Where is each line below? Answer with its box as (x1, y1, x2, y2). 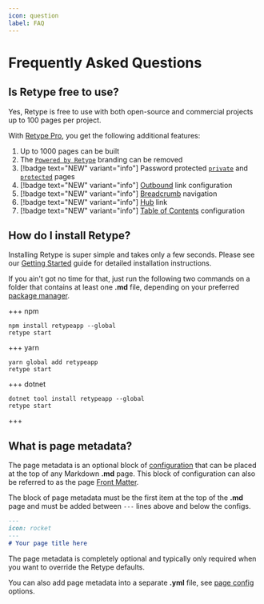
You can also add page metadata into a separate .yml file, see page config (8, 578, 254, 587)
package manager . (8, 291, 70, 301)
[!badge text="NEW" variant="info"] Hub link (19, 197, 168, 206)
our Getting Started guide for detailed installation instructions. (8, 258, 212, 268)
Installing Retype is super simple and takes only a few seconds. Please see (8, 250, 255, 260)
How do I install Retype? (8, 229, 131, 242)
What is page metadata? (8, 439, 133, 453)
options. (8, 586, 36, 596)
